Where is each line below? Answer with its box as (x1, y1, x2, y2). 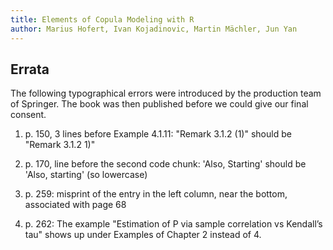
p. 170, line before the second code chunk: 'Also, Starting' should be (24, 158, 307, 170)
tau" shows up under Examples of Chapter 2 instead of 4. (24, 229, 262, 241)
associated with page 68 (24, 199, 127, 211)
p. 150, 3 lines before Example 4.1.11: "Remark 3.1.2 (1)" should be (24, 128, 292, 140)
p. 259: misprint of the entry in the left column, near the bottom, (24, 188, 288, 200)
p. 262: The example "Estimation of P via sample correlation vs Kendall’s (24, 218, 323, 230)
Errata (10, 61, 50, 78)
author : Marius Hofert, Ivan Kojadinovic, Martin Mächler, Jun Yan (10, 24, 298, 34)
